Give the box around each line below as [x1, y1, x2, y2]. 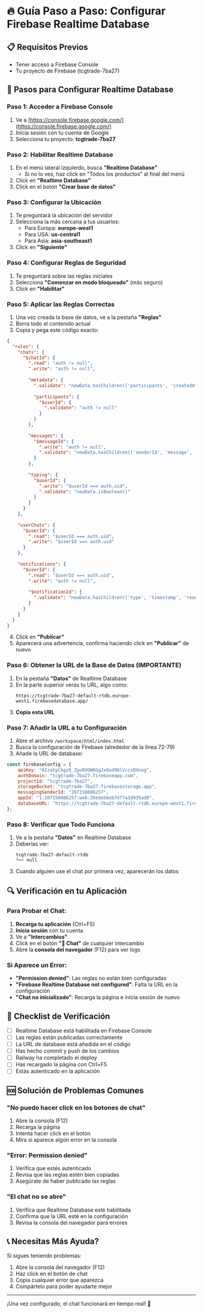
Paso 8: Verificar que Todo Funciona [7, 820, 115, 829]
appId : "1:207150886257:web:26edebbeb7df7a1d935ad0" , [17, 795, 155, 801]
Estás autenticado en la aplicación [15, 1068, 101, 1075]
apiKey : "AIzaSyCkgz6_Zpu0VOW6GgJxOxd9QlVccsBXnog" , [17, 767, 152, 773]
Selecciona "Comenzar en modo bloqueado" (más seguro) [15, 278, 163, 286]
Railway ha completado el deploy [15, 1054, 98, 1062]
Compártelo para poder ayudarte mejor [15, 1283, 113, 1290]
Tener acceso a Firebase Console [15, 61, 99, 68]
